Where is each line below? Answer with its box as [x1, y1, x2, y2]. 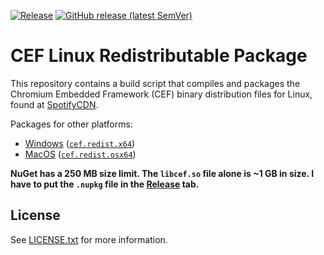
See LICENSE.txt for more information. [10, 233, 168, 245]
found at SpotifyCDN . [10, 98, 99, 110]
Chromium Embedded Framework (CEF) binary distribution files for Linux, [10, 88, 313, 100]
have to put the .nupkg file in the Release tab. [10, 178, 200, 190]
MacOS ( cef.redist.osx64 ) [24, 148, 137, 160]
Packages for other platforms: [10, 118, 133, 130]
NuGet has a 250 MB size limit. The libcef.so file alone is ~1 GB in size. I [10, 167, 315, 179]
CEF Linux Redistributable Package [10, 45, 308, 67]
